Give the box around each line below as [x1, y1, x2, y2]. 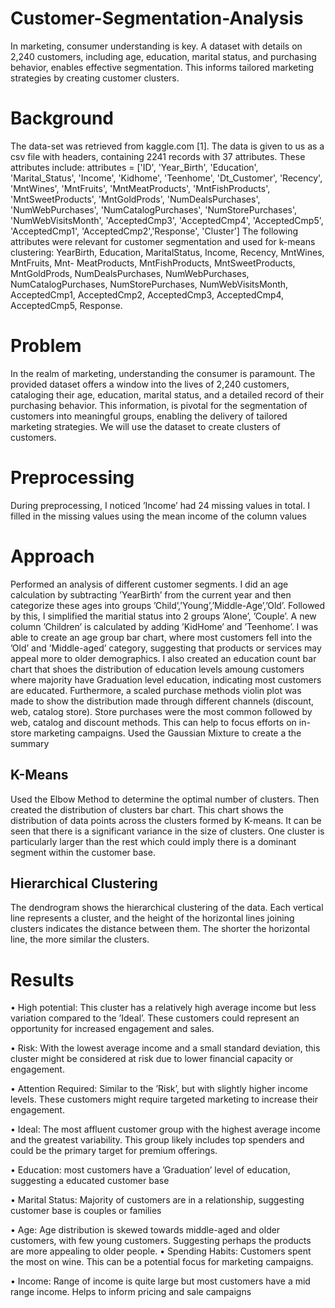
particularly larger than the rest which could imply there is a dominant [10, 835, 297, 847]
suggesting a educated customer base [10, 1175, 170, 1187]
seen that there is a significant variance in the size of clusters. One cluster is [10, 825, 325, 837]
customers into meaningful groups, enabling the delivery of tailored [10, 410, 288, 422]
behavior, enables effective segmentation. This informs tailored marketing [10, 61, 315, 73]
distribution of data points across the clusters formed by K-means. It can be [10, 814, 322, 826]
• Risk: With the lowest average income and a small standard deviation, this [10, 1042, 321, 1054]
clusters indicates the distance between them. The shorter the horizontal [10, 923, 310, 935]
